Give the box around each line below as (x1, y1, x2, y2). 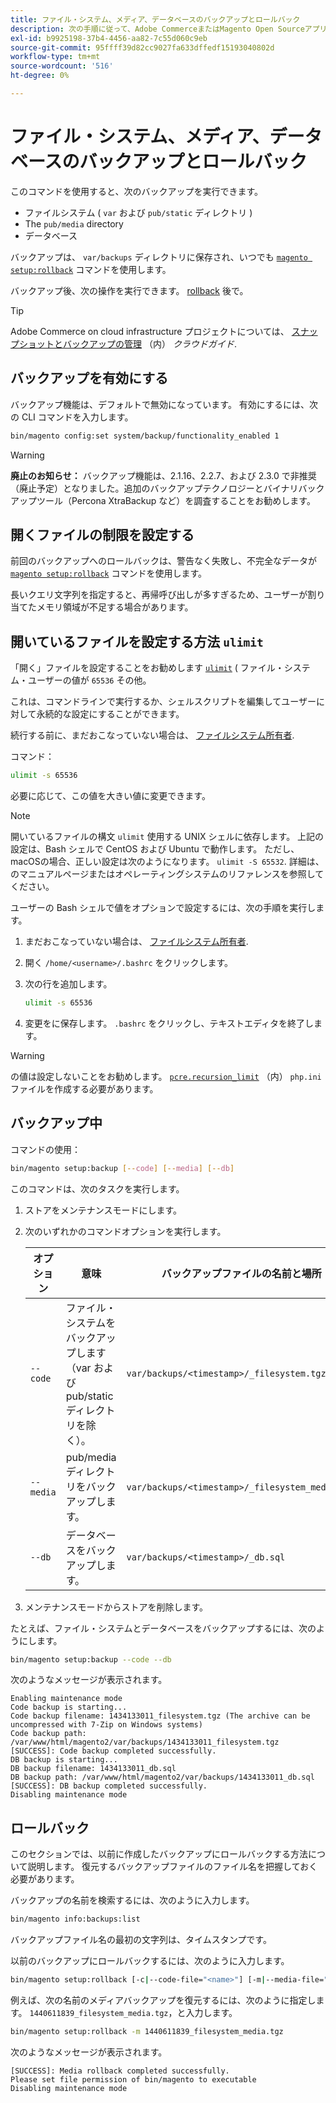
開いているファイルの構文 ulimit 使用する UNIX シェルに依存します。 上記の (10, 831, 325, 842)
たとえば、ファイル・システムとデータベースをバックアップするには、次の (10, 1622, 317, 1634)
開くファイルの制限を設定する (10, 526, 195, 543)
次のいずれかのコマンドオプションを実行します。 (24, 1225, 227, 1237)
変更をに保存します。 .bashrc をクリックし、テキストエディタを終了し (24, 1017, 315, 1029)
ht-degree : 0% (10, 71, 70, 81)
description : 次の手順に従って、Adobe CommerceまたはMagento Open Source (10, 24, 305, 34)
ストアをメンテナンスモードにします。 (24, 1204, 183, 1216)
